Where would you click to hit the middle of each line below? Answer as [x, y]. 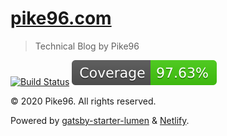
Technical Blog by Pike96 [87, 46]
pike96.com [61, 18]
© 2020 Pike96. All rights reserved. [83, 101]
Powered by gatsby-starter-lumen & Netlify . [100, 120]
